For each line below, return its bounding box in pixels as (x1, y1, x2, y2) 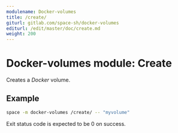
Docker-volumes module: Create (6, 57, 173, 70)
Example (6, 94, 40, 104)
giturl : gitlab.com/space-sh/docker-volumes (6, 20, 119, 26)
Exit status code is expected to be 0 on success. (6, 120, 126, 127)
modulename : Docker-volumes (6, 8, 77, 15)
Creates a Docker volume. (6, 76, 71, 83)
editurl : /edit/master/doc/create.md (6, 25, 101, 32)
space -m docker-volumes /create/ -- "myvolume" (6, 109, 130, 115)
